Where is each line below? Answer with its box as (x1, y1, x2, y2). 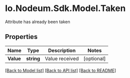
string (26, 55, 40, 62)
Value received (45, 55, 79, 62)
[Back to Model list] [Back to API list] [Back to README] (5, 67, 116, 73)
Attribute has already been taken (5, 19, 70, 25)
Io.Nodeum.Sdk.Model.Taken (5, 3, 126, 14)
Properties (5, 33, 38, 41)
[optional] (83, 55, 106, 62)
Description (48, 47, 76, 53)
